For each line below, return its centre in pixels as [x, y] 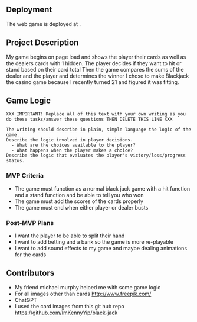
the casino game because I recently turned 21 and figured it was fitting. [93, 82]
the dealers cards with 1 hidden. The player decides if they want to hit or [94, 63]
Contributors [30, 273]
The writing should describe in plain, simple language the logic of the [99, 130]
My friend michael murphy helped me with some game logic [88, 287]
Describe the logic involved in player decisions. [70, 140]
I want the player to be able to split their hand [70, 236]
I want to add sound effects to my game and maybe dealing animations [101, 249]
